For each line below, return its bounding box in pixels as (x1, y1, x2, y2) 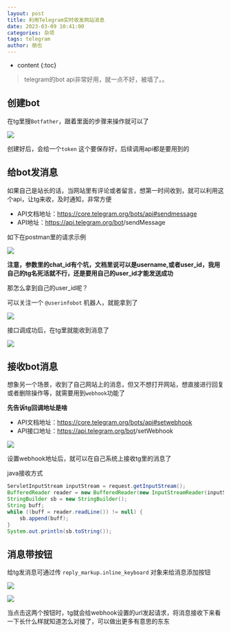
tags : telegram (7, 36, 51, 43)
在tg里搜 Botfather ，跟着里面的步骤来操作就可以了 (7, 116, 149, 125)
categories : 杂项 (7, 29, 55, 37)
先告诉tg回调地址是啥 (7, 404, 67, 412)
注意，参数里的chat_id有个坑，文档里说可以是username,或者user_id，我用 (7, 260, 221, 269)
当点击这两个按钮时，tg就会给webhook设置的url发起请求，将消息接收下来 (7, 609, 215, 617)
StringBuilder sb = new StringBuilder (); (7, 496, 128, 503)
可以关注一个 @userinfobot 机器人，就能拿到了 (7, 298, 138, 307)
